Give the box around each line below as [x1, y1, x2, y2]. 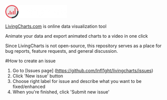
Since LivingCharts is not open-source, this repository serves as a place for [5, 43, 162, 49]
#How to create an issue [5, 58, 56, 64]
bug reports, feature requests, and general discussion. [5, 48, 118, 54]
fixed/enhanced [12, 83, 46, 89]
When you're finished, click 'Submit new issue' [12, 89, 110, 95]
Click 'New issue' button [12, 73, 63, 79]
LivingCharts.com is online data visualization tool [5, 23, 107, 29]
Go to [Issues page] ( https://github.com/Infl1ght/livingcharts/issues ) [12, 68, 153, 73]
